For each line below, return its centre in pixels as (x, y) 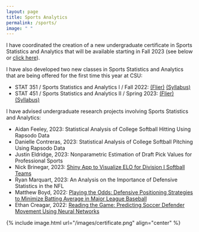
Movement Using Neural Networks (57, 211)
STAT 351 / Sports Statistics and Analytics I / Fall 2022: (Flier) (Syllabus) (103, 87)
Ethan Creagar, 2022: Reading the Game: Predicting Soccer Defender (100, 205)
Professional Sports (39, 161)
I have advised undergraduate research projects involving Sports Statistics (97, 111)
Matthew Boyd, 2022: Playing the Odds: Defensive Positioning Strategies (104, 192)
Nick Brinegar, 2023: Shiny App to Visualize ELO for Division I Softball (100, 167)
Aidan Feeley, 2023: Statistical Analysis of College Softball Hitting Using (103, 129)
